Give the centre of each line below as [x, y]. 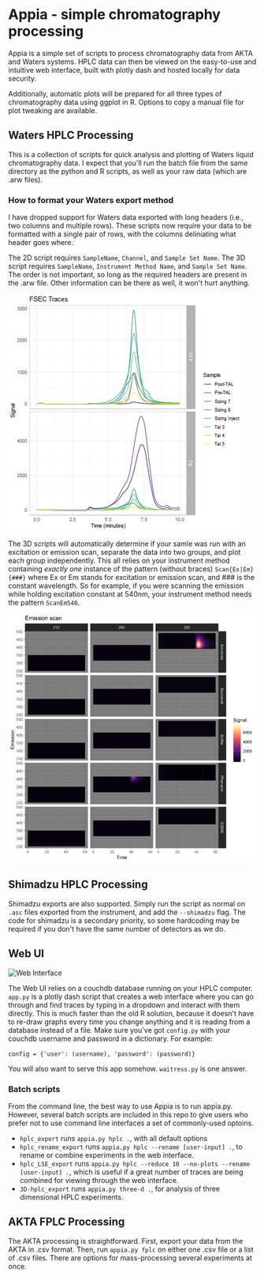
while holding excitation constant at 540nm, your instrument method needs [130, 594]
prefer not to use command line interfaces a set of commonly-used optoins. [131, 1123]
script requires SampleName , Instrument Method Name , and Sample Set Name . [128, 266]
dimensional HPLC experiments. [71, 1197]
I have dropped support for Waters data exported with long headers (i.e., [126, 217]
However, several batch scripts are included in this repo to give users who [128, 1114]
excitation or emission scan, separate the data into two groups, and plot [125, 552]
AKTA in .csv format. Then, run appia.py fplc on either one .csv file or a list [131, 1249]
